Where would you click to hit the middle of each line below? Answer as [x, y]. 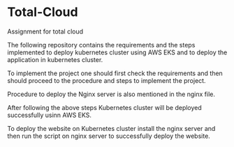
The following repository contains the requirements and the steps [101, 45]
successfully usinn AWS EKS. [50, 115]
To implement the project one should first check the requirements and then [115, 73]
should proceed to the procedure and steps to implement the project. [107, 80]
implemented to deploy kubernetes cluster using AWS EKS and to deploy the [117, 52]
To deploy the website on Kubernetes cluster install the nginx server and [111, 128]
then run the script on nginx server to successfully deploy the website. [109, 136]
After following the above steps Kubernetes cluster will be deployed [105, 107]
